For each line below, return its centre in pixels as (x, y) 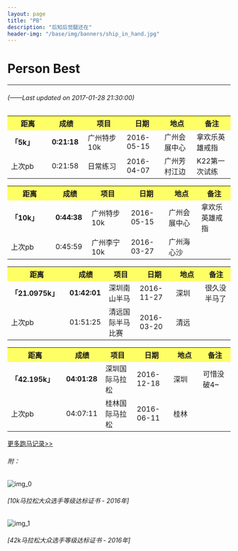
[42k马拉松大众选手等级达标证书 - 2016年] (69, 540)
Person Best (44, 69)
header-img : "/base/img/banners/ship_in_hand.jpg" (84, 34)
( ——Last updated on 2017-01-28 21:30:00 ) (71, 97)
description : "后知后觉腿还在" (50, 27)
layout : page (27, 14)
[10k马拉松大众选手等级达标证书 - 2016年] (68, 501)
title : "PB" (25, 21)
